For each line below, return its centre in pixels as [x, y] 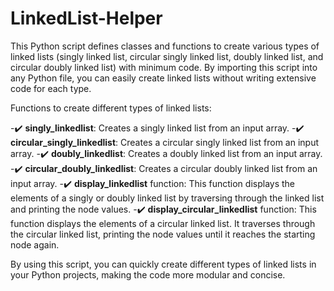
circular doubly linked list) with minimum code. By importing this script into [164, 67]
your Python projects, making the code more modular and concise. [148, 274]
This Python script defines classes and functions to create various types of [165, 46]
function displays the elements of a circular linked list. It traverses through [163, 223]
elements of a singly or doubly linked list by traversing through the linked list [167, 198]
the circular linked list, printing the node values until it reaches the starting [163, 234]
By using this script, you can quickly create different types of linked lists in [163, 264]
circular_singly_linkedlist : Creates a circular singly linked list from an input [165, 142]
